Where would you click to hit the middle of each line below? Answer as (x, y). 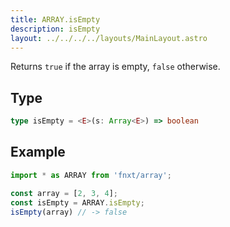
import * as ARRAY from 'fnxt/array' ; (91, 175)
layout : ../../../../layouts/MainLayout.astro (109, 38)
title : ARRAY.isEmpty (55, 19)
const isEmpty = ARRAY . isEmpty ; (77, 202)
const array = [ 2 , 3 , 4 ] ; (64, 193)
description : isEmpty (55, 29)
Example (38, 152)
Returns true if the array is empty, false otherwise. (115, 67)
